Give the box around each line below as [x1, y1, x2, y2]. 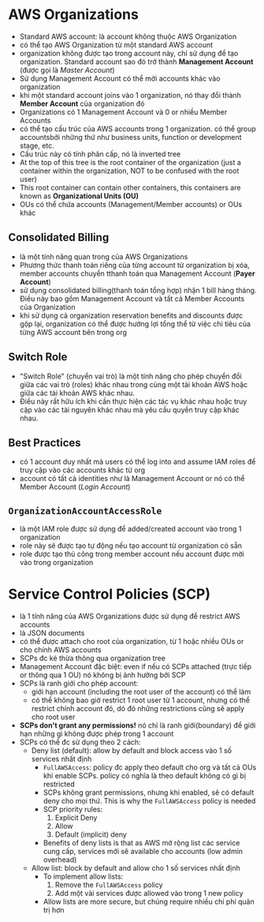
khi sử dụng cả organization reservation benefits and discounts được [19, 310, 244, 320]
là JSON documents [19, 628, 85, 638]
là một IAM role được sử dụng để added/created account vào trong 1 [19, 524, 242, 534]
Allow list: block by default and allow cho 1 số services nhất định [31, 864, 240, 873]
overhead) [43, 855, 77, 864]
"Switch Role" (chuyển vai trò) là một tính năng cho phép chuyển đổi [19, 371, 242, 381]
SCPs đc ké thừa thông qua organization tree [19, 653, 165, 663]
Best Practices [8, 436, 81, 450]
